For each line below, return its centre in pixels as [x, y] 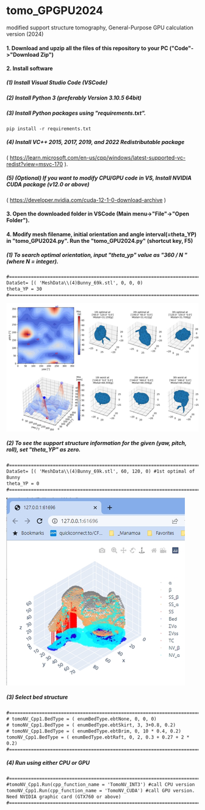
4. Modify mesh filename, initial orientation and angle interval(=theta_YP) [102, 234]
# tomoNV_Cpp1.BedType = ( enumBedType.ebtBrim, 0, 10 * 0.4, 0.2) [94, 731]
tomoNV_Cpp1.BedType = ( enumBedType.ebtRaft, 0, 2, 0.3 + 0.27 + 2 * [98, 737]
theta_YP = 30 [24, 289]
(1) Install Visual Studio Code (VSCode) [57, 82]
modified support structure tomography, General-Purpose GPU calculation [100, 27]
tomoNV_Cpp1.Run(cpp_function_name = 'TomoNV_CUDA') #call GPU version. [101, 790]
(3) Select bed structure [37, 697]
